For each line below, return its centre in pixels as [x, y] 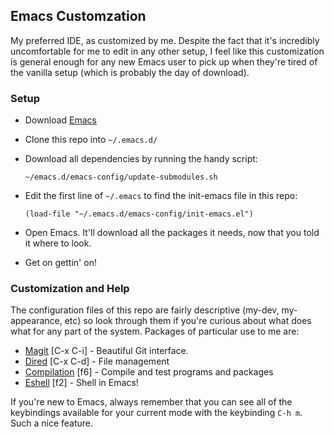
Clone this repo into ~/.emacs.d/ [91, 140]
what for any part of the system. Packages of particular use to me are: [155, 331]
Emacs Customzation [78, 16]
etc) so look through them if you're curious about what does [188, 321]
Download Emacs [61, 120]
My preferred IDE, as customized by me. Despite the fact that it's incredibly [165, 40]
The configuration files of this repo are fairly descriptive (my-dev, [145, 310]
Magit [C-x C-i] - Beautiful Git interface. [106, 351]
